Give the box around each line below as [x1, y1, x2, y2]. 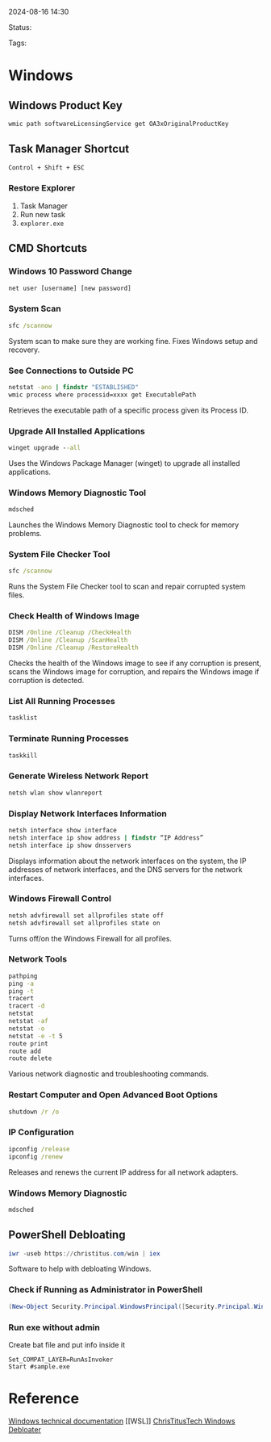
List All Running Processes [8, 696, 115, 706]
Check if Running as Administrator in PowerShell [8, 1284, 203, 1295]
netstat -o [8, 1025, 45, 1033]
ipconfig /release [8, 1145, 70, 1153]
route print [8, 1039, 48, 1048]
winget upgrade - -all [8, 443, 81, 451]
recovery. [8, 345, 40, 354]
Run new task [19, 209, 66, 219]
